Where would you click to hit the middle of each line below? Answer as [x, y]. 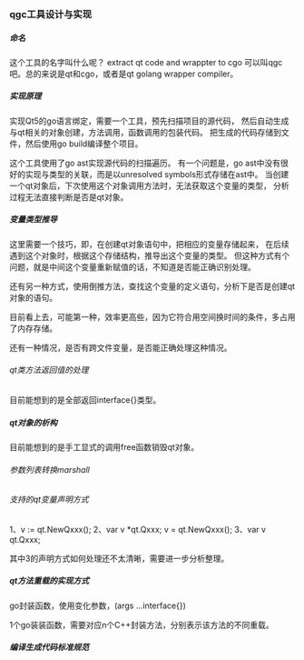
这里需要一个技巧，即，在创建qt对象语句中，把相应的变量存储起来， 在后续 [150, 244]
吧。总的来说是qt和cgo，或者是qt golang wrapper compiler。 [124, 74]
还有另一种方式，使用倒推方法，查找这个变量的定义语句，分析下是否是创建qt [152, 286]
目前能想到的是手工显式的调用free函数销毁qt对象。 [104, 447]
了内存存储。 [33, 328]
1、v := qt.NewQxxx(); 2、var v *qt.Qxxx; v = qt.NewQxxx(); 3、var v [137, 529]
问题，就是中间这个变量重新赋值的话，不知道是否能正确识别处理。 [132, 266]
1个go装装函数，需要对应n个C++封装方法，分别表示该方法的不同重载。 [142, 625]
